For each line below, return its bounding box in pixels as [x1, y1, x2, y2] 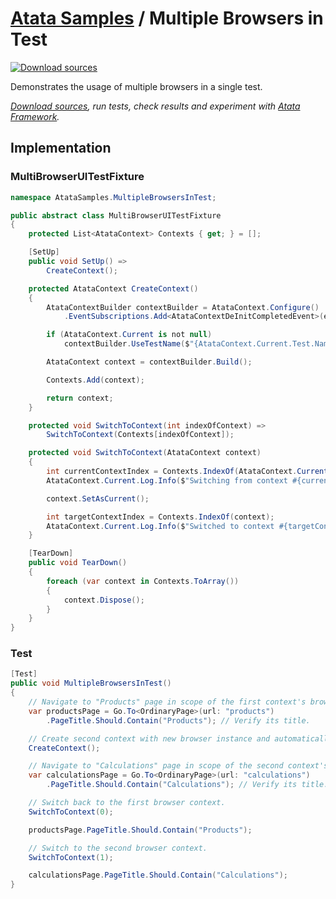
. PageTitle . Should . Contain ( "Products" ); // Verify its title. [46, 715, 311, 726]
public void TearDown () [28, 558, 128, 568]
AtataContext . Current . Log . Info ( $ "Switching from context [46, 475, 288, 486]
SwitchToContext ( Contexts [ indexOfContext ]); [46, 430, 235, 440]
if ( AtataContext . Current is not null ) [46, 330, 213, 340]
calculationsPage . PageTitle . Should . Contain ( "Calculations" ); [28, 870, 288, 881]
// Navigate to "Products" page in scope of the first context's [28, 697, 307, 707]
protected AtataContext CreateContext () [28, 283, 199, 294]
